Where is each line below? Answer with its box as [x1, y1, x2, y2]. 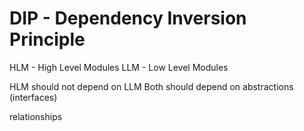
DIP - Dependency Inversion [9, 7, 247, 30]
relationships [9, 110, 63, 122]
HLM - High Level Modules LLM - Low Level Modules [9, 61, 229, 73]
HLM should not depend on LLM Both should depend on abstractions [9, 80, 294, 92]
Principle [9, 28, 86, 51]
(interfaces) [9, 91, 58, 103]
